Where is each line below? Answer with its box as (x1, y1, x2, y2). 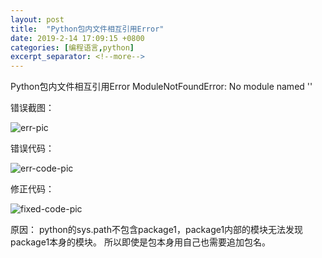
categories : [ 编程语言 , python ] (10, 42, 135, 53)
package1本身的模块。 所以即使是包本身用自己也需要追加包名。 (10, 236, 272, 248)
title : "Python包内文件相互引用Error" (10, 24, 165, 34)
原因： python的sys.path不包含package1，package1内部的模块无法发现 (10, 224, 304, 236)
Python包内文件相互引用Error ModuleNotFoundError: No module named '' (10, 81, 313, 93)
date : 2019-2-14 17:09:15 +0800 (10, 33, 145, 43)
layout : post (10, 14, 65, 25)
